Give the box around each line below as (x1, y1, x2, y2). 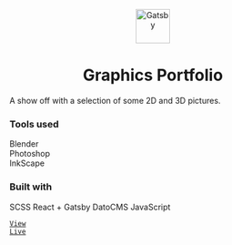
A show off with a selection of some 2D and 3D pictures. (9, 95, 221, 106)
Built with (9, 180, 53, 193)
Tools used (9, 117, 59, 130)
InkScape (9, 158, 45, 168)
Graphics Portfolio (82, 65, 224, 86)
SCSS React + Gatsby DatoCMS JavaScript (9, 201, 171, 212)
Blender (9, 138, 39, 149)
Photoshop (9, 148, 51, 159)
